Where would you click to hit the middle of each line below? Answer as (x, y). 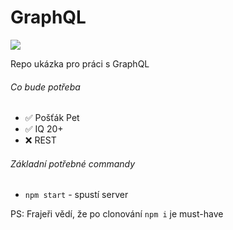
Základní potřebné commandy (73, 163)
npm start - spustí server (76, 195)
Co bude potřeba (45, 87)
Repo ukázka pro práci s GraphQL (80, 63)
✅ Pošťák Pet (52, 118)
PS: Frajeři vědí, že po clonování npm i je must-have (117, 214)
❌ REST (40, 140)
